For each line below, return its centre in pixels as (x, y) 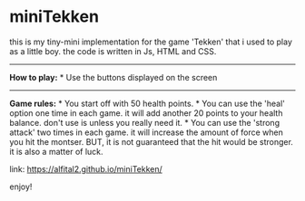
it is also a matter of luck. (56, 151)
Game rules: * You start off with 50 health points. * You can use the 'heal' (148, 103)
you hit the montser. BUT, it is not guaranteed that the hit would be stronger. (151, 141)
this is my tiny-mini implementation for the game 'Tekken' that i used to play (151, 42)
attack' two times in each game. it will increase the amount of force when (146, 132)
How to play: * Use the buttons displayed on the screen (113, 77)
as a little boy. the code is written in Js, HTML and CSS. (113, 51)
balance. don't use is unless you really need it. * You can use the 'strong (144, 122)
